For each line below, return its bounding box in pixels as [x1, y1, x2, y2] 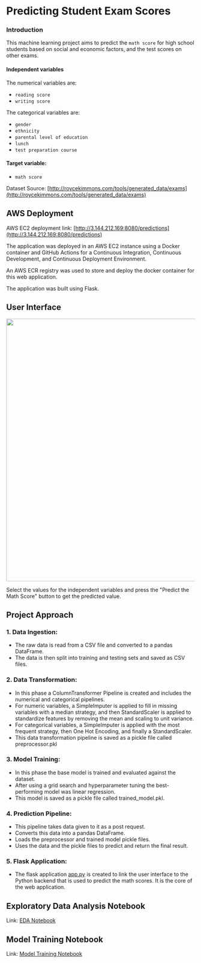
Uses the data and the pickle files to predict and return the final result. [14, 842, 188, 850]
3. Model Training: [6, 755, 61, 764]
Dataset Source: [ [6, 184, 50, 192]
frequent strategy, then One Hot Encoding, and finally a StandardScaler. [14, 728, 193, 735]
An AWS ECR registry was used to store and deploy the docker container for [6, 267, 195, 274]
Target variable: [6, 160, 47, 167]
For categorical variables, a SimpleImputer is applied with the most [14, 721, 180, 728]
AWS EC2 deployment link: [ [6, 224, 76, 232]
